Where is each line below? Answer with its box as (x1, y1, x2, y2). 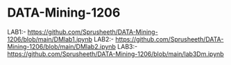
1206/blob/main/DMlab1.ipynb (7, 35, 92, 43)
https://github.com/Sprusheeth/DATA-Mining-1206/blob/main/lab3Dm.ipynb (7, 50, 224, 58)
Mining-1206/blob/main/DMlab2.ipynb (7, 42, 117, 50)
